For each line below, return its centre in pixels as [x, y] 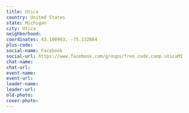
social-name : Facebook [34, 51]
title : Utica [22, 12]
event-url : [20, 78]
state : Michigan [26, 23]
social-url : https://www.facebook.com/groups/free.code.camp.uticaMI [95, 56]
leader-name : [22, 84]
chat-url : [19, 67]
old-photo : [20, 95]
